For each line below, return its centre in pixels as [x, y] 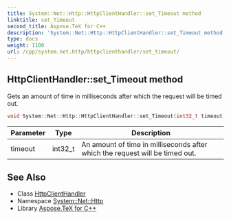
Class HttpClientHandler [51, 194]
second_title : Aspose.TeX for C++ [57, 26]
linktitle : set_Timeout [41, 20]
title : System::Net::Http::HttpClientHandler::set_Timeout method [104, 13]
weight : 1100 [26, 45]
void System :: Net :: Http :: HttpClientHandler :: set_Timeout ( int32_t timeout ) [117, 116]
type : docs [23, 39]
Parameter [28, 132]
